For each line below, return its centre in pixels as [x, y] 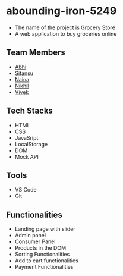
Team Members [36, 53]
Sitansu [24, 73]
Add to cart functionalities [46, 261]
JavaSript [26, 137]
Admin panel [30, 236]
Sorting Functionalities [42, 255]
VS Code [26, 190]
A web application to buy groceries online [66, 33]
